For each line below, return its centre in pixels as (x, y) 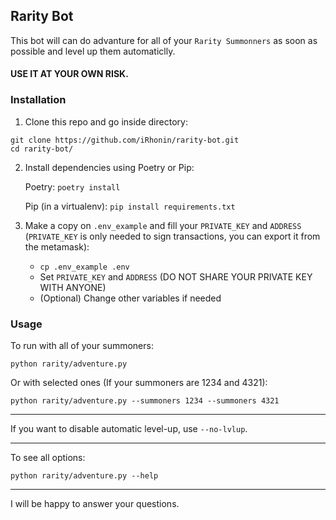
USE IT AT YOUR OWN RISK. (69, 74)
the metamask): (57, 246)
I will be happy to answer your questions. (95, 503)
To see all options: (48, 457)
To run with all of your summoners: (82, 345)
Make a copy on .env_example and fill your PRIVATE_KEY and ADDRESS (163, 225)
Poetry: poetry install (72, 186)
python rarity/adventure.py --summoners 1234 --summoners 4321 (145, 401)
